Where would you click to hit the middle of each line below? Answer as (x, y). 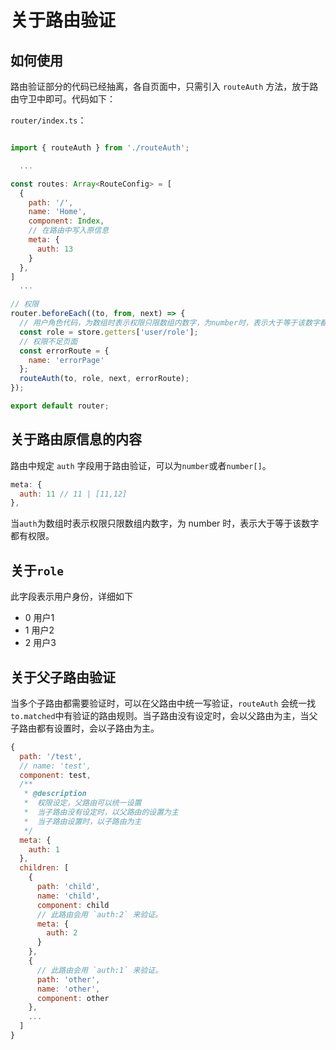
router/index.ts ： (48, 120)
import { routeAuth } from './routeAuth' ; (100, 148)
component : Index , (66, 221)
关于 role (37, 570)
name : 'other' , (68, 989)
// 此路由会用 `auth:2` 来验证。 (99, 914)
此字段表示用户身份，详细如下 (71, 597)
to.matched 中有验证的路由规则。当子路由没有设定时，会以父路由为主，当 (160, 715)
